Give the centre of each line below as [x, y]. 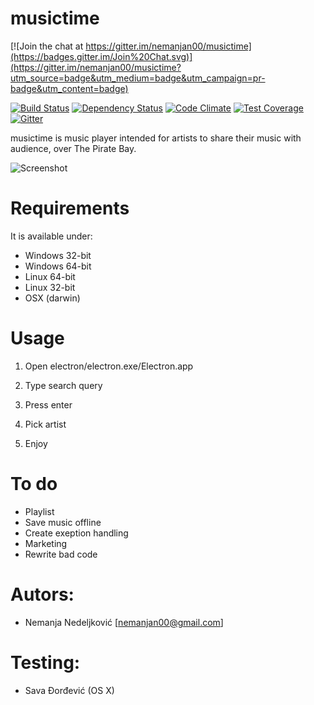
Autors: [42, 594]
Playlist [39, 511]
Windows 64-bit [58, 266]
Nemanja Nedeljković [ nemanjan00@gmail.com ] [124, 622]
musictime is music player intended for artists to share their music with [156, 138]
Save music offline [63, 522]
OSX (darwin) [52, 298]
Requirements [70, 208]
